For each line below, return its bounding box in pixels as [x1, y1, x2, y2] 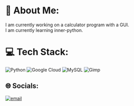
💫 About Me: [5, 5, 60, 16]
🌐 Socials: [5, 82, 39, 91]
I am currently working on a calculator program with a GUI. [5, 22, 129, 28]
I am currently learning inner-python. [5, 27, 83, 33]
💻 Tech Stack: [5, 46, 69, 58]
